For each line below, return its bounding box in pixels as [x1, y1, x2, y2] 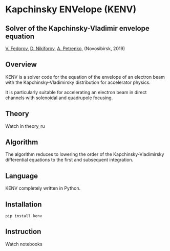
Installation [5, 200, 42, 209]
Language [5, 171, 38, 180]
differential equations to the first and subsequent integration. [5, 157, 134, 163]
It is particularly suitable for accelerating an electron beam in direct [5, 89, 147, 95]
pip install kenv [5, 214, 42, 219]
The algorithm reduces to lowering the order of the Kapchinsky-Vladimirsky [5, 151, 164, 157]
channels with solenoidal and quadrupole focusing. [5, 95, 113, 101]
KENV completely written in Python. [5, 185, 81, 191]
